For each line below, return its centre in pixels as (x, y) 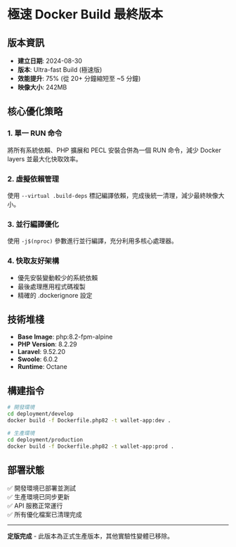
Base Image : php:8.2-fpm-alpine (65, 337)
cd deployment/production (45, 440)
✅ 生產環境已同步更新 (39, 497)
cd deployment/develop (40, 414)
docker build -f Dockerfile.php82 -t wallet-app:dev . (89, 420)
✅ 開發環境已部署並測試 (41, 488)
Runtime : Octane (42, 367)
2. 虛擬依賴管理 (33, 179)
